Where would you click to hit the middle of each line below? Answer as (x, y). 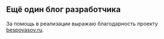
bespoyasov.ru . (25, 30)
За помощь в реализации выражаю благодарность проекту (82, 23)
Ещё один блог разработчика (63, 10)
